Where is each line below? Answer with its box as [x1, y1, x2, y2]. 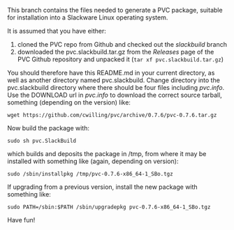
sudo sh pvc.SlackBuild [7, 137, 77, 144]
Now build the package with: [7, 124, 89, 132]
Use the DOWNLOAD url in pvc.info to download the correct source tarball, [7, 91, 222, 99]
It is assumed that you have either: [7, 27, 107, 35]
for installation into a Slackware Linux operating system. [7, 13, 168, 22]
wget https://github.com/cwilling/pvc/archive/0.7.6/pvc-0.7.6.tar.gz [7, 112, 217, 118]
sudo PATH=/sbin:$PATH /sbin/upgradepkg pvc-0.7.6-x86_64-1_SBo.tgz [7, 204, 211, 210]
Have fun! [7, 216, 36, 224]
